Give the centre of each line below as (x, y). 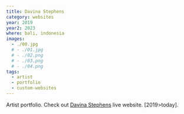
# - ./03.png (27, 61)
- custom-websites (34, 88)
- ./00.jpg (25, 45)
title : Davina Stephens (35, 11)
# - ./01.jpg (27, 50)
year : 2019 (19, 22)
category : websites (30, 17)
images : (16, 39)
